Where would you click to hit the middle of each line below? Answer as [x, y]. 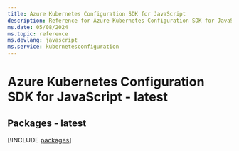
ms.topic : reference [38, 34]
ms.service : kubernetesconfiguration [63, 47]
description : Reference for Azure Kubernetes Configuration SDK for [111, 21]
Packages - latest [47, 123]
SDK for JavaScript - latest [88, 97]
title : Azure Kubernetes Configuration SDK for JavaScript [97, 14]
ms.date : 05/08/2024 [38, 27]
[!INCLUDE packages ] [39, 140]
